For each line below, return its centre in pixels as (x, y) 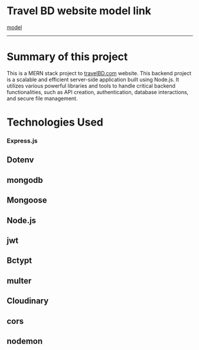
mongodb (25, 180)
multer (19, 280)
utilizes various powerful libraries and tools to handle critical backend (91, 86)
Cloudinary (28, 301)
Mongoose (27, 200)
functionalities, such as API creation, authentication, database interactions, (98, 92)
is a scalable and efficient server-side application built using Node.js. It (93, 79)
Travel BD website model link (79, 11)
